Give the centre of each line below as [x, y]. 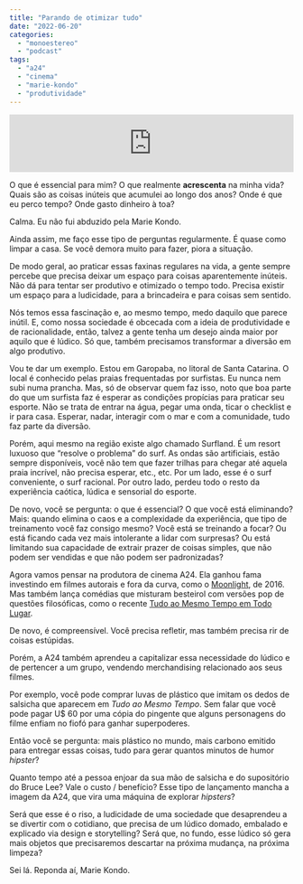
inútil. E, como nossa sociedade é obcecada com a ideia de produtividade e [150, 322]
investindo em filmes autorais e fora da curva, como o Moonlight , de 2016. [147, 584]
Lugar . [21, 613]
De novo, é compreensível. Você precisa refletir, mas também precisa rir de [149, 630]
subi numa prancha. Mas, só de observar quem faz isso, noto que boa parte [150, 387]
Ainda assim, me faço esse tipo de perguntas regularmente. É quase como [148, 239]
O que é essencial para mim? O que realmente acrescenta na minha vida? [147, 184]
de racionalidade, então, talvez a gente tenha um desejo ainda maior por [144, 332]
